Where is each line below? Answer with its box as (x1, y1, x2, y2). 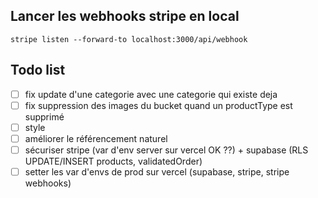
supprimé (24, 110, 65, 123)
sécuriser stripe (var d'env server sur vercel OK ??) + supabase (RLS (24, 144, 309, 156)
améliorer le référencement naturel (24, 132, 168, 144)
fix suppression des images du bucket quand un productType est (24, 99, 293, 111)
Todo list (10, 62, 66, 79)
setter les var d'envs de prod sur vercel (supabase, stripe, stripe (24, 165, 290, 178)
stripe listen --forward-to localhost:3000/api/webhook (10, 34, 248, 44)
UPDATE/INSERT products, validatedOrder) (24, 155, 203, 167)
